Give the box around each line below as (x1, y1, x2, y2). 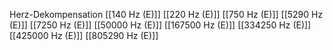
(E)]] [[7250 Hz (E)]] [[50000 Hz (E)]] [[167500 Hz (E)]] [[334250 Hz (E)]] (9, 19, 312, 31)
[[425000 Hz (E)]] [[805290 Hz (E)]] (9, 30, 159, 41)
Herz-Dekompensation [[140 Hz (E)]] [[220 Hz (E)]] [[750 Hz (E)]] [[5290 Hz (9, 9, 324, 20)
